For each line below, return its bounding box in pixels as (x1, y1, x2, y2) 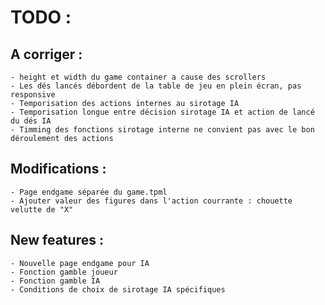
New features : (10, 232, 104, 249)
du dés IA (10, 116, 52, 126)
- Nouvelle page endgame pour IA (10, 258, 150, 268)
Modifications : (10, 161, 107, 178)
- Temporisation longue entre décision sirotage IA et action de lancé (10, 107, 315, 117)
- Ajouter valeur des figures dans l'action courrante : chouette (10, 196, 293, 206)
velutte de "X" (10, 204, 74, 215)
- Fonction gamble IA (10, 276, 101, 286)
